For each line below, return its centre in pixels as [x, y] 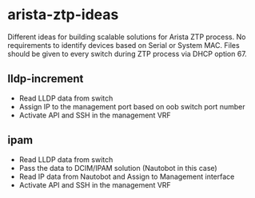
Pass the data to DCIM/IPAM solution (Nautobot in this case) [118, 168]
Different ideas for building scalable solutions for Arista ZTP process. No [127, 37]
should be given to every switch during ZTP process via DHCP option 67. [127, 53]
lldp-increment [46, 79]
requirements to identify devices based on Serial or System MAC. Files [124, 45]
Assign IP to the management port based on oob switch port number [132, 106]
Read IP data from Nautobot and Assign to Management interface [127, 176]
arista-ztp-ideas [63, 15]
